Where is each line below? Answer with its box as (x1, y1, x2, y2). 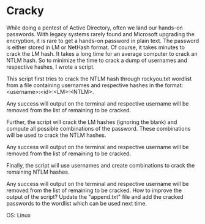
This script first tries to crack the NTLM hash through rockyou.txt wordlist (6, 75, 192, 82)
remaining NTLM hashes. (6, 168, 70, 176)
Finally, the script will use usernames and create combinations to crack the (6, 161, 195, 169)
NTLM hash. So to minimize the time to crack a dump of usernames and (6, 56, 188, 64)
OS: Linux (6, 211, 31, 218)
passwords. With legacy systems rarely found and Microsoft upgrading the (6, 30, 195, 37)
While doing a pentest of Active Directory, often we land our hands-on (6, 24, 184, 31)
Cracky (6, 4, 44, 18)
